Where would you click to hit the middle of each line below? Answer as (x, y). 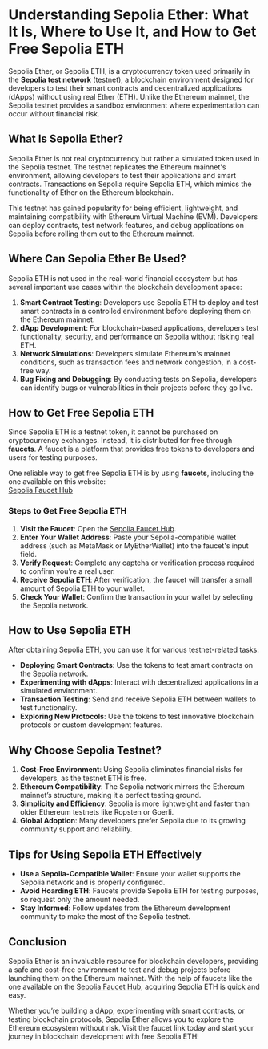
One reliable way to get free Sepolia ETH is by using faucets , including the (131, 473)
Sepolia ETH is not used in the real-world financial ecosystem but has (123, 278)
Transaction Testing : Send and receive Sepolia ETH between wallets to (138, 699)
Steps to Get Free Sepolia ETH (68, 511)
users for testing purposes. (53, 457)
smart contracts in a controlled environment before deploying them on (136, 311)
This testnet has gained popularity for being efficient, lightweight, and (123, 208)
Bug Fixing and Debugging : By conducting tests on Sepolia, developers (138, 379)
